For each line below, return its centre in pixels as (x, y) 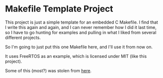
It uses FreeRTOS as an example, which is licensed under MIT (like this (76, 56)
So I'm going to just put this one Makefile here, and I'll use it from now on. (79, 47)
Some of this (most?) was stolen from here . (48, 70)
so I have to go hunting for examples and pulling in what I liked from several (81, 32)
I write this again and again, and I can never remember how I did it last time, (81, 27)
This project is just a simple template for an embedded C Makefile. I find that (81, 22)
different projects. (23, 38)
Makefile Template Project (59, 9)
